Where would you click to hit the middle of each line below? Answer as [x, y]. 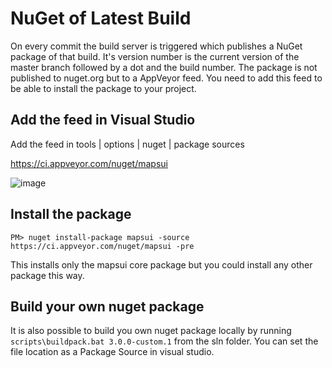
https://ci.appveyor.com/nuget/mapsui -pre [102, 246]
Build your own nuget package [107, 306]
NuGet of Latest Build [101, 18]
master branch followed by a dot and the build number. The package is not [164, 67]
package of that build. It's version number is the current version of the [155, 56]
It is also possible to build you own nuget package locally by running [151, 331]
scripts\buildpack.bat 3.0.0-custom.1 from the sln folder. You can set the [164, 341]
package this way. [47, 275]
